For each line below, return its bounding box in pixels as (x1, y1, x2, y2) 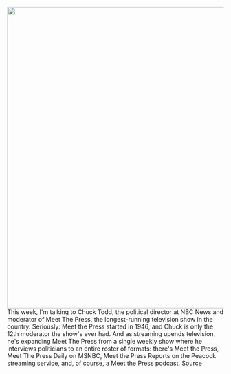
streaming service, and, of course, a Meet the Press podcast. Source (7, 359, 203, 367)
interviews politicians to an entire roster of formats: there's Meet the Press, (7, 344, 219, 353)
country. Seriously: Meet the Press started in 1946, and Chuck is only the (7, 322, 214, 331)
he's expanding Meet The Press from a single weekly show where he (7, 337, 203, 345)
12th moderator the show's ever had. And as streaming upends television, (7, 330, 215, 337)
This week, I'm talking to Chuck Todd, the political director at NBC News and (7, 308, 224, 316)
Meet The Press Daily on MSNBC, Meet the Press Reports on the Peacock (7, 352, 217, 360)
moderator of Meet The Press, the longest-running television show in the (7, 315, 213, 323)
